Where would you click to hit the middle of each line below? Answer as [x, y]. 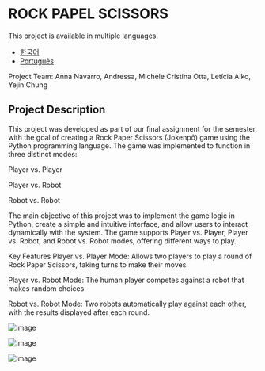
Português [36, 61]
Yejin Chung [28, 85]
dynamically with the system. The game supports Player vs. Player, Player [129, 232]
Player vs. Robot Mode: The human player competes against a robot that [126, 280]
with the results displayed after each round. [79, 312]
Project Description [57, 110]
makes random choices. [47, 288]
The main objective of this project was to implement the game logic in [122, 216]
